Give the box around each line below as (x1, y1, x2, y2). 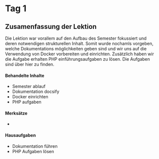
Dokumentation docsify (12, 89, 60, 94)
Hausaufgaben (5, 133, 36, 138)
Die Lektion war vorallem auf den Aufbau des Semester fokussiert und (5, 35, 147, 41)
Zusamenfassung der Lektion (5, 23, 97, 31)
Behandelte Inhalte (5, 72, 45, 78)
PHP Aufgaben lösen (12, 148, 54, 154)
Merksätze (5, 110, 28, 116)
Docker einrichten (12, 94, 48, 100)
